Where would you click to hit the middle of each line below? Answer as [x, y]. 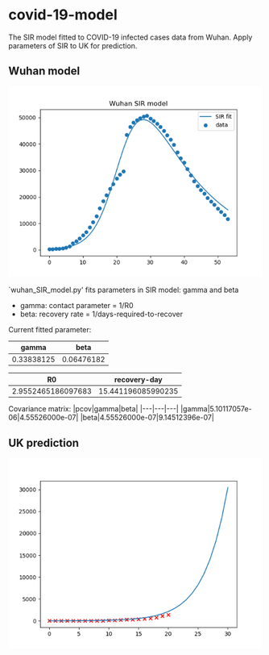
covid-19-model [63, 15]
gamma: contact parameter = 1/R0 [77, 305]
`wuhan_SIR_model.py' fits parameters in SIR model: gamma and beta [124, 290]
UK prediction [43, 442]
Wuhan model [44, 71]
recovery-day [138, 379]
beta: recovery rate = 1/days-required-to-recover [101, 314]
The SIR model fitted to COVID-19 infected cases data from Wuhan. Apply [130, 37]
